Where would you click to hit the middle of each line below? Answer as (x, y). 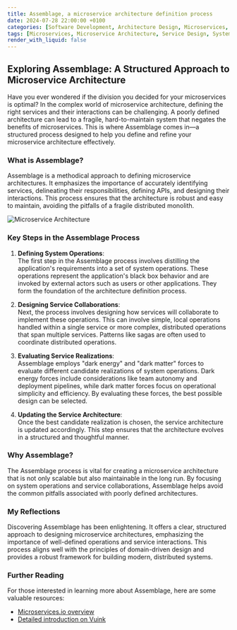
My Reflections (34, 511)
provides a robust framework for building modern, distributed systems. (110, 557)
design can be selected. (53, 401)
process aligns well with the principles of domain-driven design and (106, 549)
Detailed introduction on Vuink (62, 619)
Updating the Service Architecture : (70, 414)
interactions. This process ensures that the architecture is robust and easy (115, 198)
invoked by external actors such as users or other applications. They (117, 283)
